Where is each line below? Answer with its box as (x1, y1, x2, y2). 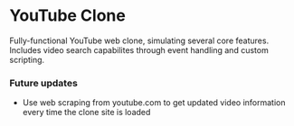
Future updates (9, 76, 79, 89)
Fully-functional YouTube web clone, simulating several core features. (9, 35, 270, 46)
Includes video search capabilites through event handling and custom (9, 44, 269, 55)
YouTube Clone (9, 5, 127, 26)
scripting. (9, 54, 45, 65)
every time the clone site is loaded (22, 107, 151, 118)
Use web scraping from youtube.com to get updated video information (22, 97, 287, 108)
